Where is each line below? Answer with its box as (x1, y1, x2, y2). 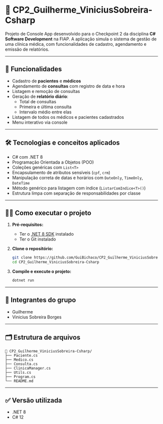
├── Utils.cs (5, 370, 32, 375)
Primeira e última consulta (19, 104, 72, 110)
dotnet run (12, 278, 34, 283)
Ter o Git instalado (19, 236, 56, 242)
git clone (12, 255, 33, 260)
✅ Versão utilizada (5, 396, 62, 405)
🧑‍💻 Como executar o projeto (5, 209, 91, 217)
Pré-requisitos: (12, 221, 44, 228)
